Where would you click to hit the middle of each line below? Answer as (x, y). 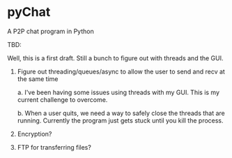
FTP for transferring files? (54, 147)
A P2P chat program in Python (51, 31)
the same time (38, 79)
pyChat (29, 12)
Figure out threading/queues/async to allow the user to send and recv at (121, 71)
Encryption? (34, 134)
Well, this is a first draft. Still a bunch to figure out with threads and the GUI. (116, 58)
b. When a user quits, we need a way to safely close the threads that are (121, 113)
